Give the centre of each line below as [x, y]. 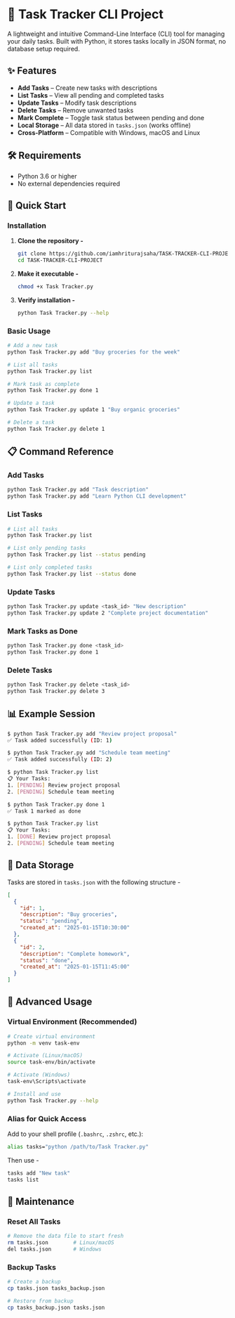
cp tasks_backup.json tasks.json [56, 1307]
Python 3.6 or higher [47, 176]
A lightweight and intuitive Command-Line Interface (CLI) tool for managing [116, 34]
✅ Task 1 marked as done [44, 811]
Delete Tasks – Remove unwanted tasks [75, 110]
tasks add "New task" [39, 1173]
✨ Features [32, 71]
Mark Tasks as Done [43, 631]
